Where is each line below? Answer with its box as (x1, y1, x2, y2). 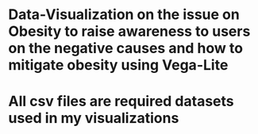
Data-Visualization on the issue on (8, 6, 240, 24)
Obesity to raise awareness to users (8, 22, 251, 40)
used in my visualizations (8, 109, 179, 128)
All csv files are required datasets (8, 93, 234, 110)
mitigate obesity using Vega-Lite (8, 56, 229, 75)
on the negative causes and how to (8, 40, 244, 57)
